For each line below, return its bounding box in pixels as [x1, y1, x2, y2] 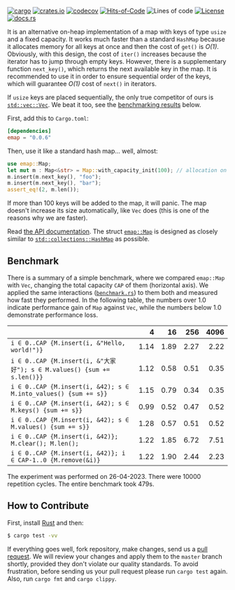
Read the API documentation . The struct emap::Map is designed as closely [7, 227, 218, 236]
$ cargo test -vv [7, 532, 58, 539]
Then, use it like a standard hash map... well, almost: [7, 147, 159, 155]
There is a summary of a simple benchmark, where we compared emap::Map [7, 273, 225, 282]
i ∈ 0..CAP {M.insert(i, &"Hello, [10, 339, 126, 347]
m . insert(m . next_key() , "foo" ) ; [7, 173, 101, 180]
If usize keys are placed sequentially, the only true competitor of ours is [7, 93, 214, 101]
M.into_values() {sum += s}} [10, 389, 108, 398]
